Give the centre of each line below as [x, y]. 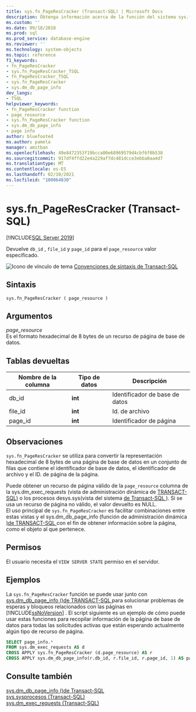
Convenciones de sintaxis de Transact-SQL [126, 266]
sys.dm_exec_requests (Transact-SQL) [52, 703]
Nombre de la [38, 378]
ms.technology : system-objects [44, 50]
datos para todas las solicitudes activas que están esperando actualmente [95, 625]
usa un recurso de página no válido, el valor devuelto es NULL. [82, 504]
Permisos [24, 547]
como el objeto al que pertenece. [46, 529]
